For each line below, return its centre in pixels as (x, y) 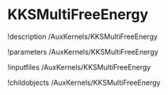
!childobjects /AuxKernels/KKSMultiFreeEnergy (84, 82)
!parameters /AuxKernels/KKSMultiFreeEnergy (83, 51)
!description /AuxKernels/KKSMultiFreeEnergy (82, 36)
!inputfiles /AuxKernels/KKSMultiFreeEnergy (79, 67)
